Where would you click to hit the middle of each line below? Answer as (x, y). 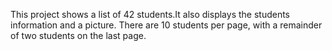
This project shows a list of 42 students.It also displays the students (150, 14)
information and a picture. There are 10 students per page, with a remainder (166, 25)
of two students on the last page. (78, 35)
